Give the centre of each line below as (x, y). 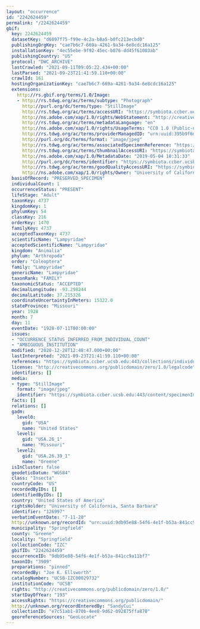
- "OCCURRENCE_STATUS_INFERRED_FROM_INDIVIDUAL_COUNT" (81, 339)
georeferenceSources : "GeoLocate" (54, 617)
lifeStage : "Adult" (36, 195)
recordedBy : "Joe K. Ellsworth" (52, 573)
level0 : (26, 417)
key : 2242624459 (32, 34)
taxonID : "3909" (32, 562)
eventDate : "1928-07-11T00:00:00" (54, 328)
